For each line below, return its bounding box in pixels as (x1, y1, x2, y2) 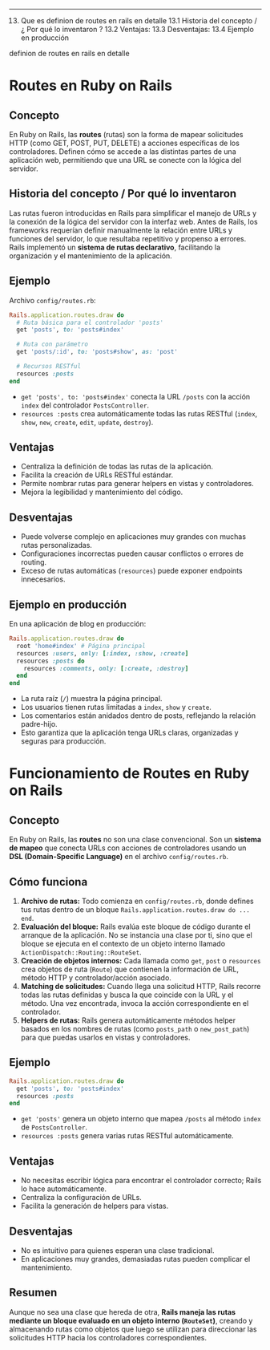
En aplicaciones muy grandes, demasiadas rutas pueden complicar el (20, 1254, 251, 1263)
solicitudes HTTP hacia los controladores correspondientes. (9, 1332, 208, 1342)
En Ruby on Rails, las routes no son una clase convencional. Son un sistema (9, 835, 262, 845)
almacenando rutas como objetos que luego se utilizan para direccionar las (9, 1324, 257, 1334)
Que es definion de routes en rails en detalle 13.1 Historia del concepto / (20, 16, 257, 25)
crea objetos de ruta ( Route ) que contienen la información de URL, (20, 964, 240, 974)
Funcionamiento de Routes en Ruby (9, 764, 250, 783)
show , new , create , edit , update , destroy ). (20, 417, 154, 427)
